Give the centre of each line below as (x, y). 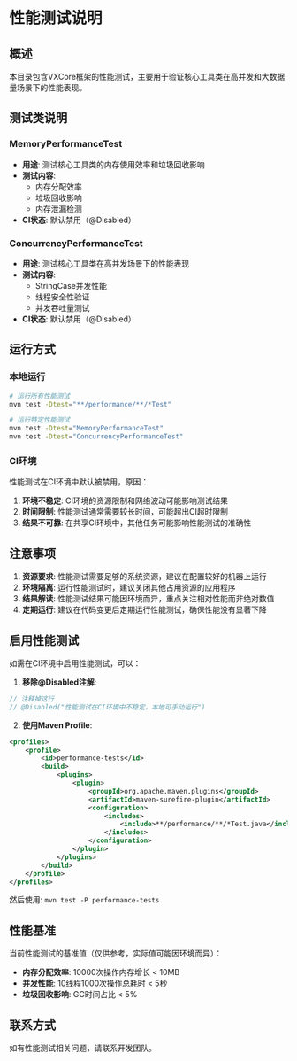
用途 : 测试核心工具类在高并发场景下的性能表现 (106, 263)
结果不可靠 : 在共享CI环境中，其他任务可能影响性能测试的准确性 (137, 523)
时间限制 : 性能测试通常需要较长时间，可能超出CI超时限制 (125, 512)
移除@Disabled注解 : (59, 682)
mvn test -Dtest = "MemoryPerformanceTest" (87, 429)
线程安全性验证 (62, 297)
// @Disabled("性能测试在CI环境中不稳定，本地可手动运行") (107, 707)
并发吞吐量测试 (62, 307)
